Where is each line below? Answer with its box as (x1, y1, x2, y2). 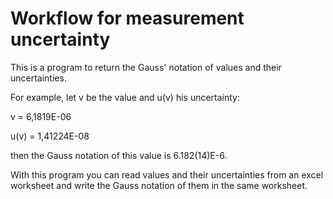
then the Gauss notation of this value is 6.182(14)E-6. (10, 149, 228, 161)
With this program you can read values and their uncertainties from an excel (10, 168, 324, 181)
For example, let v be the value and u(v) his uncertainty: (10, 91, 241, 103)
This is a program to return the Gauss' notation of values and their (10, 61, 282, 73)
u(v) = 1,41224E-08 (10, 130, 90, 142)
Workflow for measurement (10, 7, 245, 30)
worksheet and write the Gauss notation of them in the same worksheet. (10, 179, 308, 191)
